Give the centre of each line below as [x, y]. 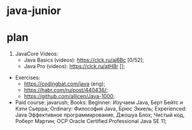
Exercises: [28, 78]
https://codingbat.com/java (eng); [65, 84]
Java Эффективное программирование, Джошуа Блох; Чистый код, [100, 115]
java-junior [34, 11]
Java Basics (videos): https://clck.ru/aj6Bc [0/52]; [84, 60]
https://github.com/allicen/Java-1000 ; [69, 96]
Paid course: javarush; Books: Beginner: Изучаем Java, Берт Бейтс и [99, 102]
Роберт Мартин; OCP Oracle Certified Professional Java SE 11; [91, 121]
